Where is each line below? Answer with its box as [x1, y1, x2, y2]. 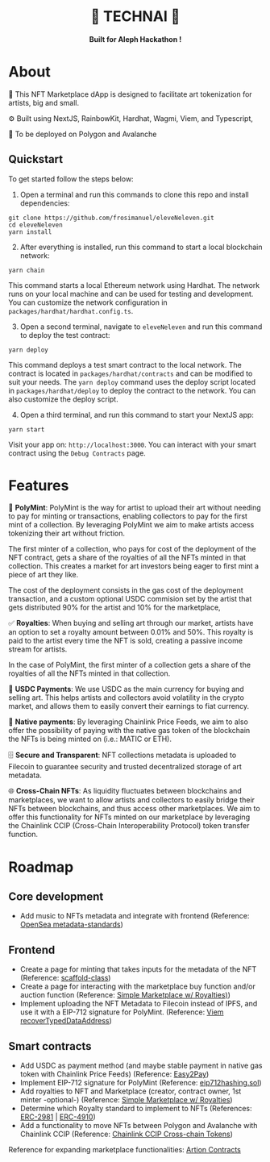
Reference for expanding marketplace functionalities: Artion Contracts [8, 1145, 242, 1155]
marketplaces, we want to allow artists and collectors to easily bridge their [8, 795, 255, 805]
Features [8, 476, 69, 494]
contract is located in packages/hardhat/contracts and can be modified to [8, 369, 253, 378]
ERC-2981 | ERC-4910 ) [19, 1112, 96, 1122]
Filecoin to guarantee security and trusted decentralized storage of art [8, 762, 242, 772]
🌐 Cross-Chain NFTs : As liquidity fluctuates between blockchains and [8, 786, 242, 796]
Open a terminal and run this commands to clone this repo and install [19, 190, 249, 199]
